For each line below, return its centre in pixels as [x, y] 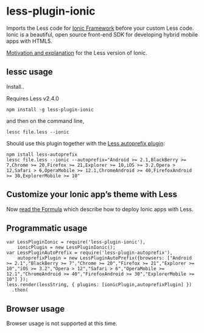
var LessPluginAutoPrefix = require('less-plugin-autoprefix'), [90, 253]
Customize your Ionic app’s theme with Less [92, 195]
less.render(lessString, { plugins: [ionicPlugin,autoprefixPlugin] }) [99, 285]
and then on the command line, [45, 121]
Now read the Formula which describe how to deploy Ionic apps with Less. [100, 209]
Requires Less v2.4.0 [33, 98]
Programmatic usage [47, 228]
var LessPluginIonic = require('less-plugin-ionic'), [76, 242]
